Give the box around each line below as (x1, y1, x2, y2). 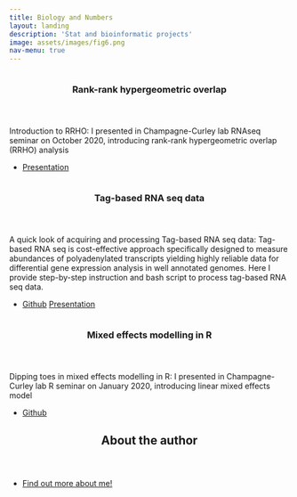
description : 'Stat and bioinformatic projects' (9, 29, 193, 38)
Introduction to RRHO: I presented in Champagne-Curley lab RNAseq (9, 126, 261, 136)
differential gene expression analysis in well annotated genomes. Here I (9, 262, 271, 273)
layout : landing (9, 21, 69, 30)
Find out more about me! (21, 478, 113, 489)
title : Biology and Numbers (9, 12, 114, 22)
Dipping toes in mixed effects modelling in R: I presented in (9, 371, 225, 381)
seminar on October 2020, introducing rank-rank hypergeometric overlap (9, 135, 277, 146)
